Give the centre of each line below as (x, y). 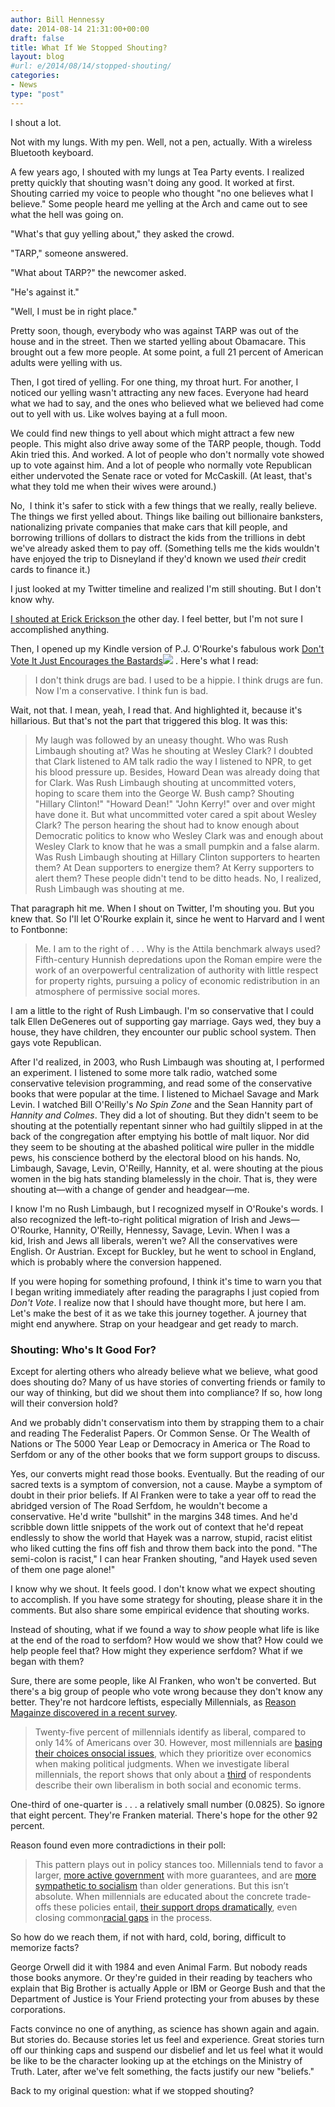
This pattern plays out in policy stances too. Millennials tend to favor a (179, 1864)
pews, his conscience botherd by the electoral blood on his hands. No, (156, 1157)
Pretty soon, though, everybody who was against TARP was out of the (155, 330)
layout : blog (37, 57)
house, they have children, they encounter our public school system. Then (163, 1032)
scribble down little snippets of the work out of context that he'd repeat (157, 1527)
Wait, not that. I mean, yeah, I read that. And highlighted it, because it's (156, 710)
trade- (298, 1896)
